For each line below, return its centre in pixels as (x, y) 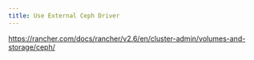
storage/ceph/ (32, 47)
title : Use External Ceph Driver (64, 16)
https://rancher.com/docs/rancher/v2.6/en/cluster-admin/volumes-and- (127, 38)
